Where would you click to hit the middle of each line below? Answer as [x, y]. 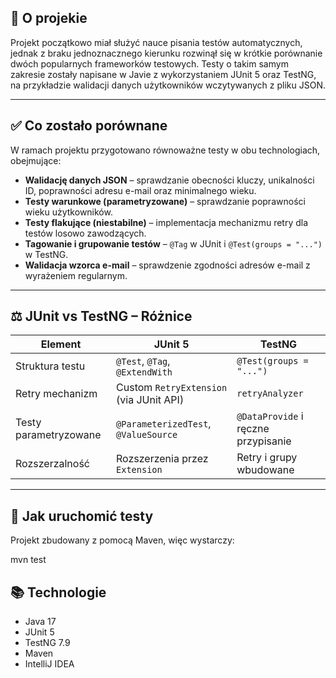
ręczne [253, 429]
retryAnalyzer [270, 394]
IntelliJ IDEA [49, 664]
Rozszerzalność [52, 464]
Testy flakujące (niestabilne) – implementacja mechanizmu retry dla [166, 222]
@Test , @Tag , [143, 361]
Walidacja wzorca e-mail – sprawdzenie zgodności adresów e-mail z [167, 265]
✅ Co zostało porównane [89, 126]
